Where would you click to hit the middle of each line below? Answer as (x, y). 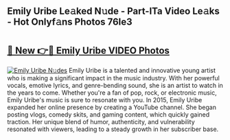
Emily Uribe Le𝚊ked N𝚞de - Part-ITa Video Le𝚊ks (113, 11)
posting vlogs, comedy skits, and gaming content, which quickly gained (108, 115)
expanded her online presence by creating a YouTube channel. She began (112, 107)
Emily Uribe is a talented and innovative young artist (142, 70)
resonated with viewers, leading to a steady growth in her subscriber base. (113, 129)
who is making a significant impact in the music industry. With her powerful (113, 78)
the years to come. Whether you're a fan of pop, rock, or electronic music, (112, 93)
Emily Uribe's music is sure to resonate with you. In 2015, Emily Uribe (105, 100)
